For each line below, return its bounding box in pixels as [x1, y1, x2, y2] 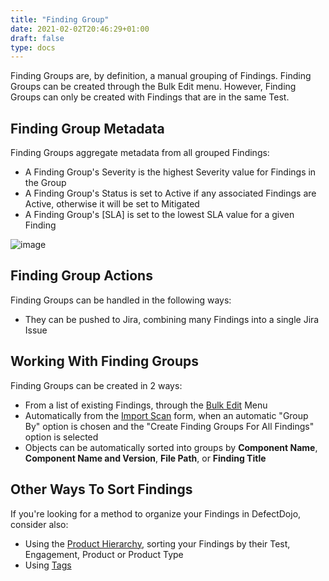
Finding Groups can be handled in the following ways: [10, 294, 232, 306]
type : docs [10, 42, 56, 53]
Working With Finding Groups [10, 353, 200, 370]
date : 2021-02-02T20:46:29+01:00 [10, 24, 150, 34]
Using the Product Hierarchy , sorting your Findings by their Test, [24, 537, 291, 550]
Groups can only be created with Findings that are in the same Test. [10, 91, 290, 103]
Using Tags [24, 559, 72, 571]
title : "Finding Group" [10, 14, 110, 25]
